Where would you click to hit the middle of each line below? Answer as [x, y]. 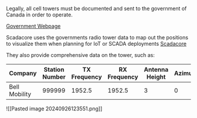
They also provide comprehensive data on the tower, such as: [81, 55]
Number [54, 77]
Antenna [156, 70]
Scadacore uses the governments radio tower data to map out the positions [97, 37]
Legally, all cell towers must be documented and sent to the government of [96, 9]
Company [23, 73]
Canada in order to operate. [40, 15]
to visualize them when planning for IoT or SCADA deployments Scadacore [96, 44]
